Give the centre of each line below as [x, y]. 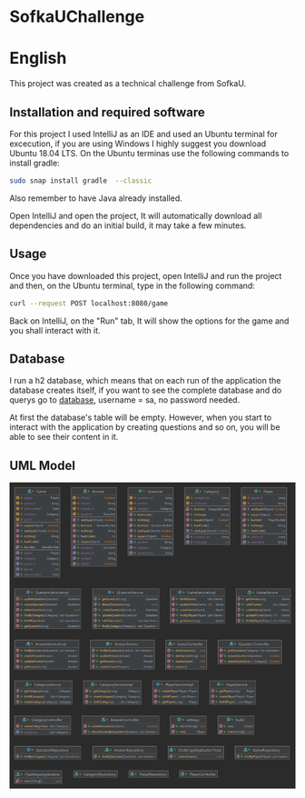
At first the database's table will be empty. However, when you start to [141, 418]
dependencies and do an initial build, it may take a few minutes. [128, 225]
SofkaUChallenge [77, 17]
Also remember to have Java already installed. [96, 198]
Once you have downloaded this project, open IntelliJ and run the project [146, 275]
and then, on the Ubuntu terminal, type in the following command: [133, 285]
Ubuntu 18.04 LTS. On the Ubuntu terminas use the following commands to [149, 153]
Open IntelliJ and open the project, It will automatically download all [136, 215]
